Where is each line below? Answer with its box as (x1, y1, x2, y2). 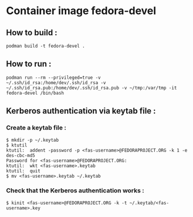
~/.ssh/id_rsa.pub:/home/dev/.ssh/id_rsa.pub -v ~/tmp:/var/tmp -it (6, 85, 177, 91)
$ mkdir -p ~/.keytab (6, 137, 59, 143)
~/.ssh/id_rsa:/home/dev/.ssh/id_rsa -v (6, 79, 107, 86)
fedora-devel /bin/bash (6, 90, 65, 96)
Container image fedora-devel (6, 4, 157, 18)
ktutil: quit (6, 168, 41, 174)
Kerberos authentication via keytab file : (6, 106, 157, 116)
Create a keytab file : (6, 123, 66, 132)
